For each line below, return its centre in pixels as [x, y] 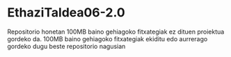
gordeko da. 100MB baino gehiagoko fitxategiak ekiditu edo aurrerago [107, 38]
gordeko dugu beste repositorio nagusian [66, 46]
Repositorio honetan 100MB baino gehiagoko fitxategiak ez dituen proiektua [116, 32]
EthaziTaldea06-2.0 [66, 13]
